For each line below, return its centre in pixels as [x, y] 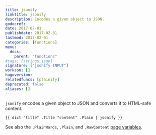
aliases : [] [18, 89]
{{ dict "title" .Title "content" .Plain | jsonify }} [64, 117]
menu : [11, 47]
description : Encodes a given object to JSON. [55, 19]
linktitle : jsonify [26, 14]
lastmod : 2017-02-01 [27, 38]
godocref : [16, 24]
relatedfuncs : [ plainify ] [32, 79]
